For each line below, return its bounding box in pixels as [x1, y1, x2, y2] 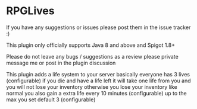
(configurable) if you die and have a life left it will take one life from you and [6, 77, 192, 84]
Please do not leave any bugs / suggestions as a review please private [6, 53, 179, 60]
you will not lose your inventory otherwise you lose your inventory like [6, 83, 177, 90]
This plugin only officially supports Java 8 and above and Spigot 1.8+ [6, 41, 176, 49]
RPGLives [6, 4, 55, 18]
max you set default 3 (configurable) [6, 96, 96, 103]
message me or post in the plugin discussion [6, 59, 116, 66]
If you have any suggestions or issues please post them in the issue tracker [6, 24, 191, 31]
